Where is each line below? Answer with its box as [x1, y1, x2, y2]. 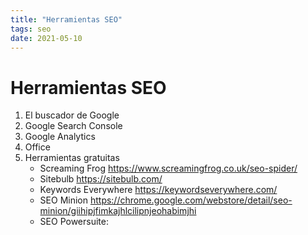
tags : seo [10, 24, 52, 34]
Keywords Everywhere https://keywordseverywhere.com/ [39, 184, 278, 196]
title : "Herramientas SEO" [10, 14, 123, 25]
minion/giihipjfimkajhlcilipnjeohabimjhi [39, 205, 197, 217]
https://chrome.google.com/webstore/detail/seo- [89, 194, 293, 206]
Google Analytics [24, 131, 96, 143]
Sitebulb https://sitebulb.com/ [39, 173, 163, 185]
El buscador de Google [24, 109, 120, 121]
